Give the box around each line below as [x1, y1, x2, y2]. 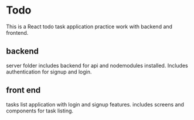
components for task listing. [6, 107, 74, 114]
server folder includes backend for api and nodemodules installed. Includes [6, 62, 189, 69]
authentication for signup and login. [6, 68, 92, 75]
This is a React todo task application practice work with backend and [6, 23, 173, 30]
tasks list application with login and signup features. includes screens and [6, 101, 185, 108]
